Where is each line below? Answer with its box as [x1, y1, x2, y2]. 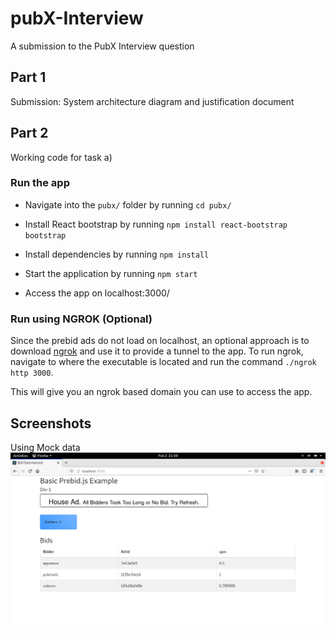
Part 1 [10, 69, 47, 86]
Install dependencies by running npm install [24, 248, 210, 260]
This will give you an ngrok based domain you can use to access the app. [10, 386, 313, 398]
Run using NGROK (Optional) [10, 312, 153, 326]
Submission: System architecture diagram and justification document [10, 95, 295, 107]
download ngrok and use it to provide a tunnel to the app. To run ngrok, [10, 345, 304, 357]
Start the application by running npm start [24, 267, 198, 279]
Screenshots [10, 415, 92, 432]
